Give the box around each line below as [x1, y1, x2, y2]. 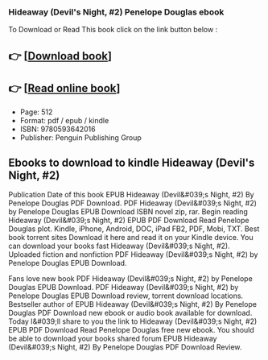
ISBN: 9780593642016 [19, 124, 96, 134]
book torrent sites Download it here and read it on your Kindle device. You [8, 233, 254, 242]
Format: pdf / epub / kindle [19, 115, 109, 125]
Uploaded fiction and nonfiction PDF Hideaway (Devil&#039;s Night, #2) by [8, 250, 258, 259]
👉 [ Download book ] [8, 49, 113, 63]
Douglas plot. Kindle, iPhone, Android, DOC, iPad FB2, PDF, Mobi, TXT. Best [8, 224, 260, 234]
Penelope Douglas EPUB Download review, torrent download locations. [8, 291, 244, 300]
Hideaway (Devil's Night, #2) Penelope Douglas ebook [8, 6, 225, 18]
